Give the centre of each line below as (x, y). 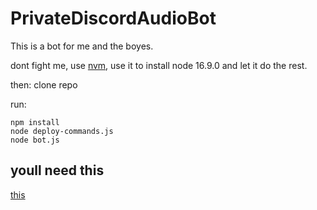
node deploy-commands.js (62, 131)
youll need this (57, 170)
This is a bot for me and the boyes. (82, 46)
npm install (35, 122)
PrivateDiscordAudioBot (113, 18)
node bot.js (35, 140)
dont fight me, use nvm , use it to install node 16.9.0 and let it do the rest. (159, 65)
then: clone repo (44, 84)
